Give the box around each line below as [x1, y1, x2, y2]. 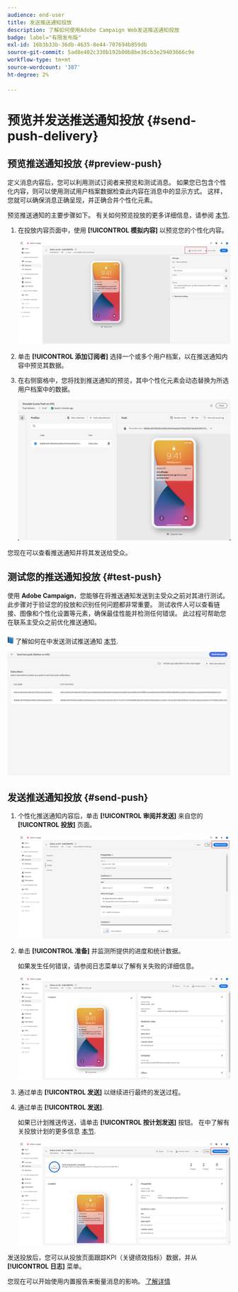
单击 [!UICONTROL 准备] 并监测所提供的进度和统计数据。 [17, 947, 185, 955]
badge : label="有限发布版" [7, 34, 81, 41]
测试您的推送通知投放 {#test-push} [7, 571, 162, 583]
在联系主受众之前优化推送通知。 [7, 617, 101, 627]
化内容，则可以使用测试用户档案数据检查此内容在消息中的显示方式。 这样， [7, 186, 227, 195]
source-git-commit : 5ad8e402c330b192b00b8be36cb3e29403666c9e [7, 49, 195, 56]
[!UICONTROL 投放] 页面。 [17, 821, 96, 829]
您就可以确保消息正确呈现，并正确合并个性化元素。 [7, 196, 157, 204]
